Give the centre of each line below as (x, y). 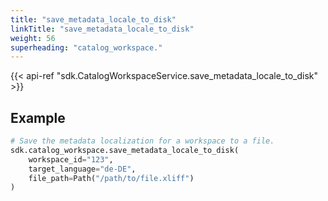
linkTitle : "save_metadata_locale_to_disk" (102, 29)
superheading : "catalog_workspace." (86, 47)
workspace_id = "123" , (71, 159)
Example (38, 117)
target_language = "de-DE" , (82, 169)
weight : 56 (33, 38)
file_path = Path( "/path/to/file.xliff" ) (111, 178)
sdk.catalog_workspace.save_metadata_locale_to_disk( (125, 150)
